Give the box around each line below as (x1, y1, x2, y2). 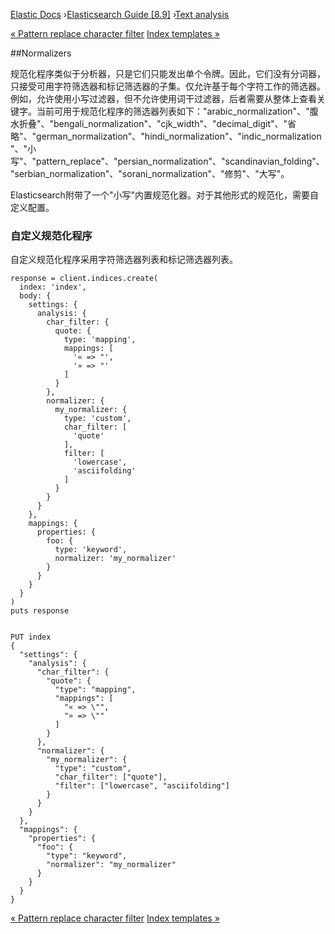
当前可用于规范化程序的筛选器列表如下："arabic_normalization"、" (36, 105, 310, 117)
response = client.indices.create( (10, 274, 159, 284)
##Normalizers (10, 47, 72, 59)
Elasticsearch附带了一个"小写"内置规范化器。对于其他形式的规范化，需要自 (10, 189, 319, 201)
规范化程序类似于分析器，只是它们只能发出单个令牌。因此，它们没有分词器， (10, 68, 326, 79)
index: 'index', (19, 282, 87, 293)
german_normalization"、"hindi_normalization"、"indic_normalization (36, 130, 322, 142)
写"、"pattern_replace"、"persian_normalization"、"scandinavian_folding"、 (10, 155, 325, 167)
